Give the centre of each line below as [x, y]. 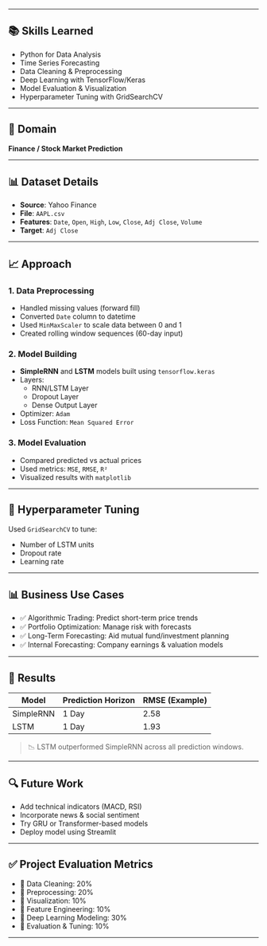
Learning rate [42, 561]
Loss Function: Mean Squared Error [77, 422]
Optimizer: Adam [45, 414]
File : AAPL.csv [42, 214]
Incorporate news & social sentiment [79, 815]
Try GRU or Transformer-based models [84, 823]
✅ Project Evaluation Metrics [81, 864]
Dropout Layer [55, 397]
